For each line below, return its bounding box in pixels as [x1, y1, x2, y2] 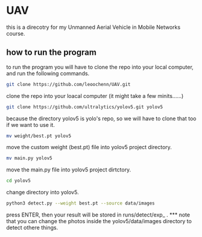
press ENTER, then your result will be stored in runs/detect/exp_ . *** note [6, 211, 191, 218]
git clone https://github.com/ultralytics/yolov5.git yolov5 [6, 103, 163, 110]
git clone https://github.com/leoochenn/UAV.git [6, 81, 131, 87]
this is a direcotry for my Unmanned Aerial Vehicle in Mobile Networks [6, 23, 181, 31]
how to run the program [6, 48, 96, 58]
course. [6, 29, 25, 37]
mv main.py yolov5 [6, 155, 52, 161]
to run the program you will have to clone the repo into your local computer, [6, 63, 194, 70]
